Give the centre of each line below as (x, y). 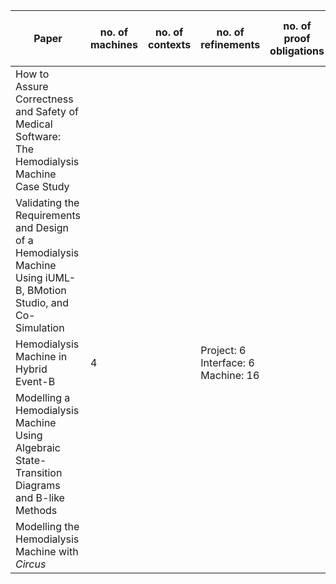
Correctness (44, 99)
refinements (230, 44)
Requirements (48, 215)
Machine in (41, 356)
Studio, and (42, 302)
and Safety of (47, 111)
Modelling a (43, 397)
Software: (38, 136)
